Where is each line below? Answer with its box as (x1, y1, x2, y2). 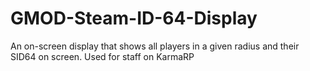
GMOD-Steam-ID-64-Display (10, 7, 258, 30)
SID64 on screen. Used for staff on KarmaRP (10, 50, 195, 62)
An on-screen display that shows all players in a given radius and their (10, 40, 300, 52)
